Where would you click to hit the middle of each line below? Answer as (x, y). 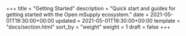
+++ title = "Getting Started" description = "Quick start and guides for (91, 8)
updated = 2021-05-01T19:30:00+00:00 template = (118, 21)
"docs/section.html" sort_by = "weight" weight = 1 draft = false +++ (88, 27)
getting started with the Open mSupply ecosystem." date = (78, 15)
